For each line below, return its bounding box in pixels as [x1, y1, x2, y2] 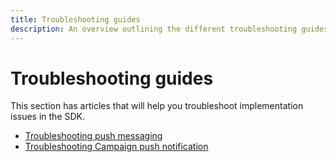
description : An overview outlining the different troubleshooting [10, 24, 298, 34]
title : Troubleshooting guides [10, 14, 141, 25]
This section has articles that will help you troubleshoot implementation [10, 100, 304, 112]
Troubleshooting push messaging [24, 130, 163, 142]
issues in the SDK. [10, 111, 86, 123]
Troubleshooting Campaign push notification [24, 141, 209, 153]
